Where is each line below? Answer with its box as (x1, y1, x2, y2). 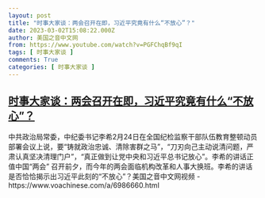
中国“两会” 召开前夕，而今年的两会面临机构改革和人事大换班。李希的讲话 (14, 162, 253, 171)
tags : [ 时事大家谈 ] (8, 48, 74, 56)
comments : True (8, 56, 59, 64)
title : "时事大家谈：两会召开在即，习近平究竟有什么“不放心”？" (8, 19, 196, 27)
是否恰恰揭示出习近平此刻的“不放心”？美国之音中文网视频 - (8, 171, 201, 181)
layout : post (8, 11, 52, 20)
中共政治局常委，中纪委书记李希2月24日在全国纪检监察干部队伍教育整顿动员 (8, 131, 258, 141)
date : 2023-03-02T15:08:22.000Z (8, 26, 115, 34)
